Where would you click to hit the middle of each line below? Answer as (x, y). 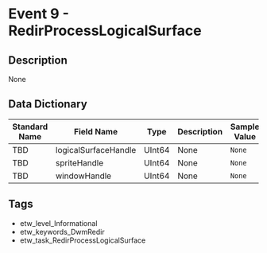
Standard (30, 127)
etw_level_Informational (58, 223)
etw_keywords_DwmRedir (62, 232)
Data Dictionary (48, 104)
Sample (245, 127)
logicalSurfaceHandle (96, 150)
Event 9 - (39, 14)
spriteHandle (79, 162)
